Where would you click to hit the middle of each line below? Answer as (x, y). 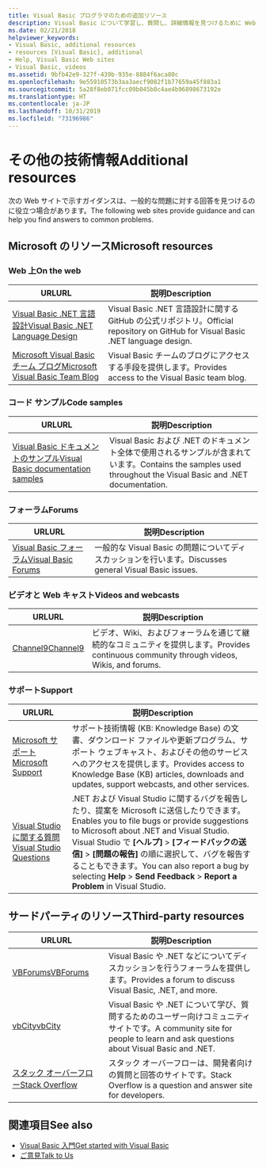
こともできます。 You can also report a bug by (164, 866)
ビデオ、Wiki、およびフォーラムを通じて (167, 633)
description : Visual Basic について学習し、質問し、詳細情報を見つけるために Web (132, 23)
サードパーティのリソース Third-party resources (126, 916)
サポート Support (40, 690)
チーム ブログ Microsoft (55, 366)
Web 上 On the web (45, 271)
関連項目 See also (51, 1125)
